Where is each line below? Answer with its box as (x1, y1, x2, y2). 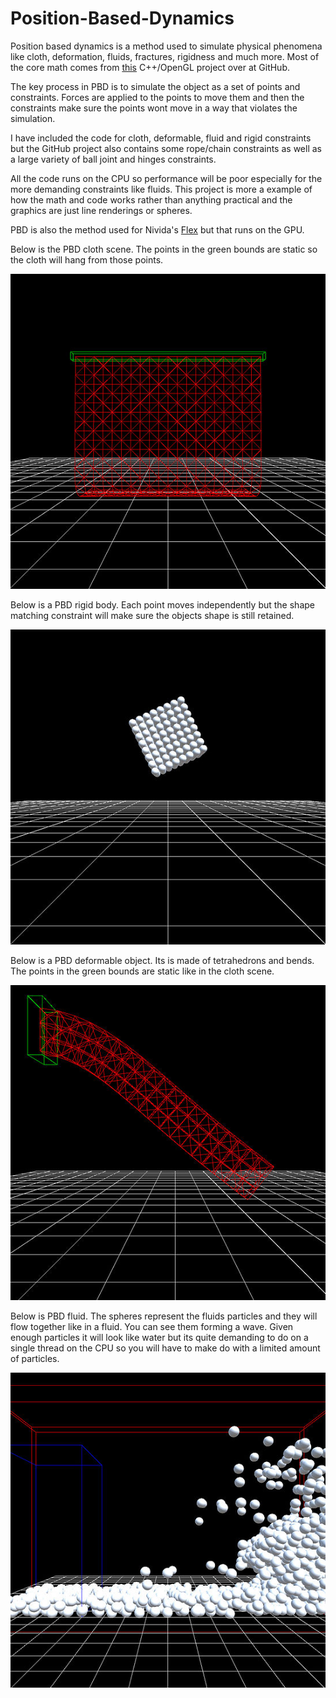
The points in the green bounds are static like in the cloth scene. (10, 965, 275, 977)
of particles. (10, 1352, 60, 1364)
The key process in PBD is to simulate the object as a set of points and (10, 80, 301, 92)
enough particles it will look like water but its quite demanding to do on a (10, 1331, 309, 1343)
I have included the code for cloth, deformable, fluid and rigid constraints (10, 132, 312, 144)
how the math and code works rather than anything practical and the (10, 193, 293, 206)
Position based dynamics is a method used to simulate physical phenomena (10, 40, 323, 52)
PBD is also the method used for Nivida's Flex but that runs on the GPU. (10, 223, 305, 236)
